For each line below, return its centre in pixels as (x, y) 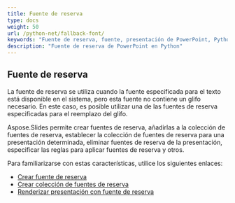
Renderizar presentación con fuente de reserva (86, 191)
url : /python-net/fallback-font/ (56, 33)
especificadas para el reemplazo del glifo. (67, 113)
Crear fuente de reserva (52, 176)
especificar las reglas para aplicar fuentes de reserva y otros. (96, 149)
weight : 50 (23, 27)
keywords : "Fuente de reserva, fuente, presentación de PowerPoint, (109, 40)
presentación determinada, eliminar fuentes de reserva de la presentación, (115, 142)
